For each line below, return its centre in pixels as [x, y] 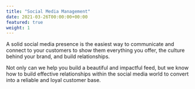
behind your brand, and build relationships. [58, 56]
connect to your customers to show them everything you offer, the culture [95, 51]
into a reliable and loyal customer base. [53, 80]
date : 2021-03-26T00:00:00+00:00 [47, 17]
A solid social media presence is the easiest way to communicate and [90, 44]
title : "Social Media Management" [48, 11]
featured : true [25, 22]
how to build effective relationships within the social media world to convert [97, 74]
